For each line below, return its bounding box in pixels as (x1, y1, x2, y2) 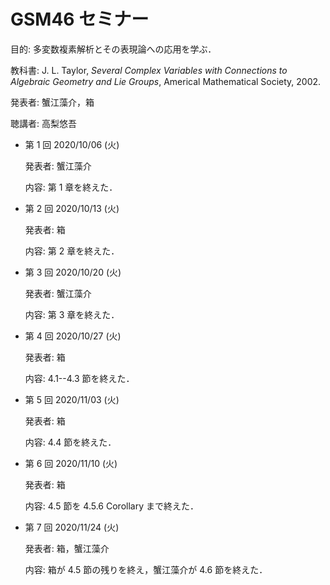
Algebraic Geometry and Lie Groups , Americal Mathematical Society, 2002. (10, 75, 322, 87)
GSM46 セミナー (10, 8, 150, 31)
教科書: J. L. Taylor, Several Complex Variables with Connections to (10, 64, 288, 76)
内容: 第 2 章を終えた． (24, 245, 120, 257)
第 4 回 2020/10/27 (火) (24, 330, 122, 342)
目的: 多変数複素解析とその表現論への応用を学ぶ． (10, 43, 217, 55)
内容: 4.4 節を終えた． (24, 436, 117, 448)
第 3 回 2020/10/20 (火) (24, 266, 122, 278)
